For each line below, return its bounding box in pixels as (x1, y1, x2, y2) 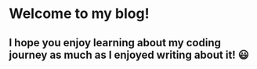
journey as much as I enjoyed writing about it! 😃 (9, 48, 249, 61)
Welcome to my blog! (9, 5, 150, 23)
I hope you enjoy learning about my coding (9, 36, 222, 49)
